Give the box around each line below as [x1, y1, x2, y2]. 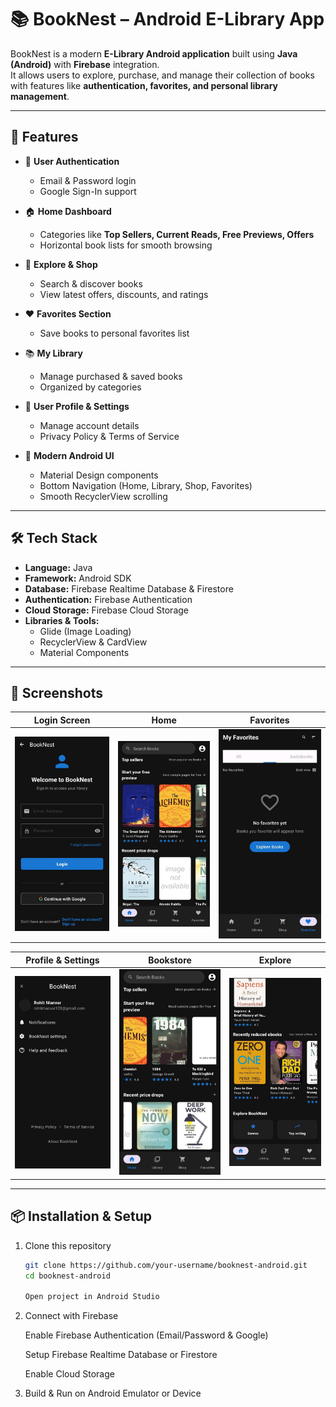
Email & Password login [39, 174, 137, 186]
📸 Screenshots [10, 684, 104, 701]
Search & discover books [39, 277, 143, 290]
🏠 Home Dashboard [24, 205, 112, 217]
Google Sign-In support [39, 185, 137, 197]
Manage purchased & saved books [39, 370, 183, 382]
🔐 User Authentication [24, 155, 120, 167]
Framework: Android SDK [24, 572, 132, 584]
